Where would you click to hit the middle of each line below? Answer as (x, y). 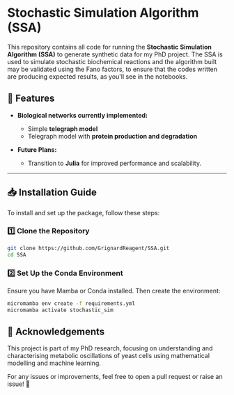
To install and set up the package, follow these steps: (84, 212)
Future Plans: (37, 149)
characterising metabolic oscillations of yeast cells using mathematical (109, 356)
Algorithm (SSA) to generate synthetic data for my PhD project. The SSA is (115, 54)
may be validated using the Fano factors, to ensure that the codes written (112, 69)
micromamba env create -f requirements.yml (71, 303)
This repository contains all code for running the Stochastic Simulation (110, 47)
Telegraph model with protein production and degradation (112, 136)
